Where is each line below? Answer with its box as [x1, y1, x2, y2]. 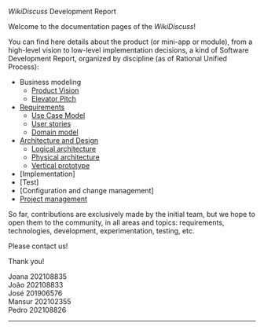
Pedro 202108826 [8, 306, 67, 314]
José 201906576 [8, 288, 63, 298]
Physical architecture [31, 152, 100, 162]
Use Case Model [31, 111, 86, 120]
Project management [19, 194, 88, 203]
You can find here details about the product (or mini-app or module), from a [8, 37, 253, 46]
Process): [8, 62, 39, 71]
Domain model [31, 127, 79, 137]
